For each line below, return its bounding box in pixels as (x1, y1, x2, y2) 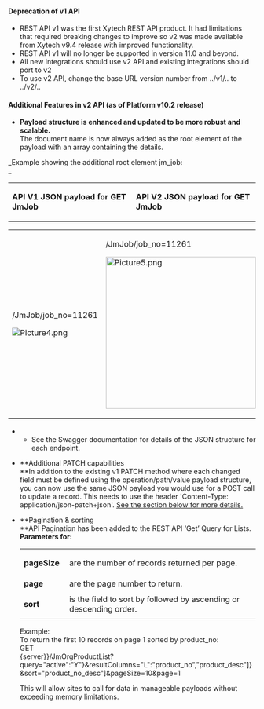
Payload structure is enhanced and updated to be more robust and (19, 118, 241, 127)
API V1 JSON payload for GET (12, 192, 127, 203)
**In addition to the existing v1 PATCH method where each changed (19, 467, 240, 477)
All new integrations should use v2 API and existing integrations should (19, 57, 250, 67)
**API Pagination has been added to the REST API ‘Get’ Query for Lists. (19, 524, 251, 533)
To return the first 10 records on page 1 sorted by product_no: (19, 635, 219, 645)
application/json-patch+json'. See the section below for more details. (19, 500, 244, 510)
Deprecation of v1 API (8, 6, 80, 16)
